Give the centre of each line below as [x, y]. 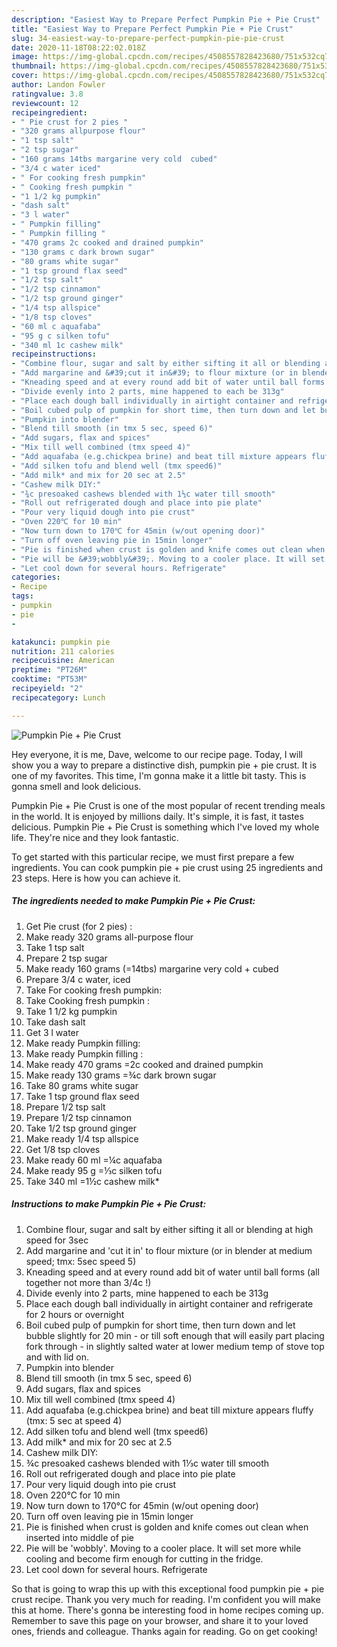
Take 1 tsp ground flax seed [82, 1096]
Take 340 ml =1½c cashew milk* [92, 1181]
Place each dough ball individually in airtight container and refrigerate [169, 1303]
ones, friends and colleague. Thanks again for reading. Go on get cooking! [164, 1631]
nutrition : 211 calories [63, 651]
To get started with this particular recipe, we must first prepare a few [153, 857]
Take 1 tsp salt [55, 947]
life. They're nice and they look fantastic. [95, 837]
